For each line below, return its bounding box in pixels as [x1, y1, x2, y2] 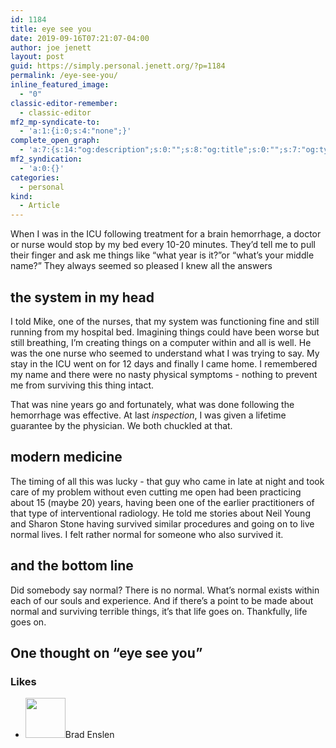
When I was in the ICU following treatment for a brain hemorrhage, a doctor [10, 228, 322, 240]
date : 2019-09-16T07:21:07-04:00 [10, 33, 150, 43]
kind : [10, 191, 33, 201]
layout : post [10, 52, 65, 62]
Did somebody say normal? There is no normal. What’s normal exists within [10, 584, 320, 596]
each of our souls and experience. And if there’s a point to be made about [10, 594, 314, 606]
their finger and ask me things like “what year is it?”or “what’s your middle [10, 249, 315, 261]
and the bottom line [10, 557, 134, 575]
